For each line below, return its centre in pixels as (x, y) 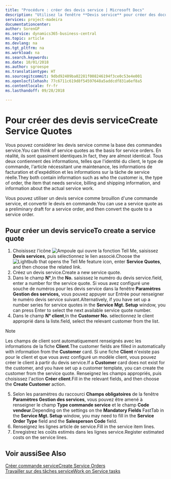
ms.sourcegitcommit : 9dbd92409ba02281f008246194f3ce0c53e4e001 (74, 76)
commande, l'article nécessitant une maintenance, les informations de (79, 167)
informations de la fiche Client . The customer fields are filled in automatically (85, 347)
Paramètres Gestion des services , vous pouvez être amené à (78, 400)
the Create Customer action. (36, 384)
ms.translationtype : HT (31, 72)
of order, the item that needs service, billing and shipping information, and (83, 183)
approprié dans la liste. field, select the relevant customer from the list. (86, 321)
